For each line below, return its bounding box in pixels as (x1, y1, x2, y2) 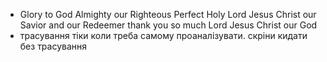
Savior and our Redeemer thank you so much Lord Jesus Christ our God (19, 19, 318, 31)
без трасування (19, 40, 88, 52)
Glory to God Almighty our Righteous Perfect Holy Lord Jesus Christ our (19, 9, 317, 20)
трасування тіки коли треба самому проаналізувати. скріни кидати (19, 30, 308, 41)
